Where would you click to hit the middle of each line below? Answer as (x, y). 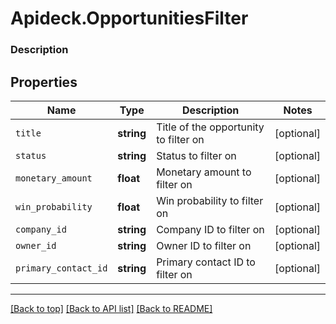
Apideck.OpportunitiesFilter (129, 18)
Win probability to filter (210, 200)
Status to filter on (196, 155)
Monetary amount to (204, 172)
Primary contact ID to (206, 262)
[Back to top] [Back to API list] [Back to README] (111, 308)
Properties (44, 82)
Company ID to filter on (210, 229)
